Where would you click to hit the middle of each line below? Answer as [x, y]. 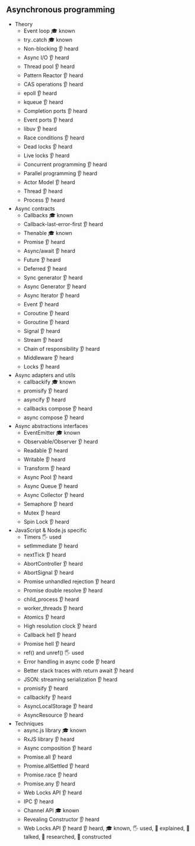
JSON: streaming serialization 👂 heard [70, 679]
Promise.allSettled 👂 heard [56, 766]
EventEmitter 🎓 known [52, 432]
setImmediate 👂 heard [51, 546]
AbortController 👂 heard [53, 563]
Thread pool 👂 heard [49, 66]
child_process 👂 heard [51, 599]
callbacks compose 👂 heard [58, 408]
